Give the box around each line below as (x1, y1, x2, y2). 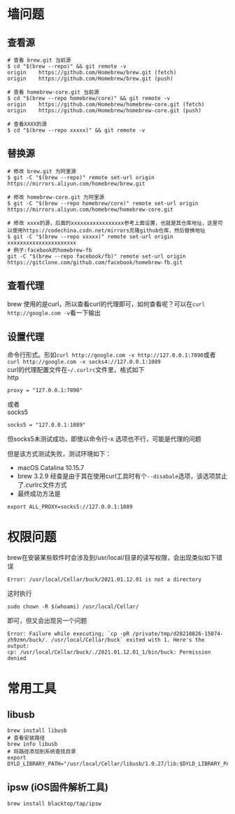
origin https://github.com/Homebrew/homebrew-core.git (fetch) (7, 101, 205, 108)
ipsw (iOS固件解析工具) (7, 781, 108, 793)
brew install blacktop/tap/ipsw (7, 800, 101, 808)
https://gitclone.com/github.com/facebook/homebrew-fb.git (7, 258, 183, 266)
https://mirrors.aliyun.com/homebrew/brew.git (7, 180, 145, 187)
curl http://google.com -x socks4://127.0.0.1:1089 (7, 359, 161, 366)
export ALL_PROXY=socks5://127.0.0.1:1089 (7, 504, 133, 511)
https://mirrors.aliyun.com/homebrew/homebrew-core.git (7, 206, 173, 213)
